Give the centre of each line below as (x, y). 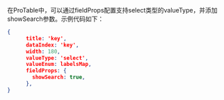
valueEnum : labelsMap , (58, 65)
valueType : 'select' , (57, 58)
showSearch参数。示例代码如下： (56, 19)
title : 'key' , (46, 38)
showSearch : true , (59, 77)
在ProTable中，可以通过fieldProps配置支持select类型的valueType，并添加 (112, 10)
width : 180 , (43, 51)
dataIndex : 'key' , (52, 45)
